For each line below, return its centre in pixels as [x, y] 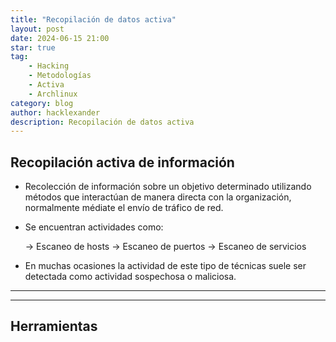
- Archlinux [53, 94]
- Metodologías [60, 76]
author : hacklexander [55, 112]
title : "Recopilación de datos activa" [93, 19]
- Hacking [49, 66]
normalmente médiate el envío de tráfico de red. [124, 208]
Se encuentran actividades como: [94, 227]
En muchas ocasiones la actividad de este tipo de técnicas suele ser [165, 266]
